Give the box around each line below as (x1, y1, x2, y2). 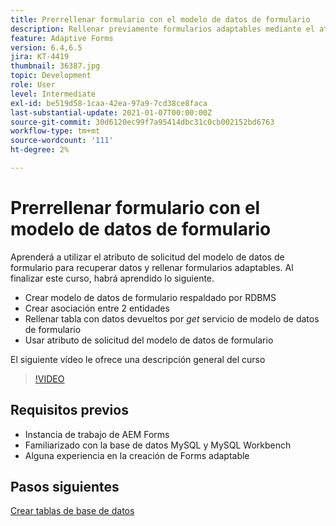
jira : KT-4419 (10, 52, 70, 62)
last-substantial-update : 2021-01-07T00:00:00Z (10, 107, 213, 118)
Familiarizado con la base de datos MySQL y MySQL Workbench (24, 439, 292, 451)
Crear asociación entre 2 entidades (24, 302, 170, 314)
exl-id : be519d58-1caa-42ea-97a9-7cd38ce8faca (10, 98, 208, 108)
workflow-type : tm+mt (10, 126, 101, 136)
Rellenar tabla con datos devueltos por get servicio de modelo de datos (24, 312, 320, 325)
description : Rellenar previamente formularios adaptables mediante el (10, 24, 315, 34)
